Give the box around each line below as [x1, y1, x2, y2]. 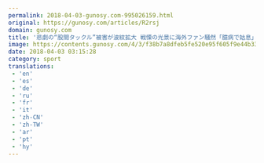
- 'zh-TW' [11, 121, 44, 129]
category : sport [8, 56, 61, 63]
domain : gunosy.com [8, 26, 72, 34]
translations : [8, 63, 55, 71]
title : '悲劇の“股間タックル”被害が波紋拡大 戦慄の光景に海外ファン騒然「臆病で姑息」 [8, 33, 258, 42]
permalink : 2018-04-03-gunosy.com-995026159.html [8, 11, 174, 20]
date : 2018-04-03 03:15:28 [8, 48, 97, 56]
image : [8, 41, 30, 49]
